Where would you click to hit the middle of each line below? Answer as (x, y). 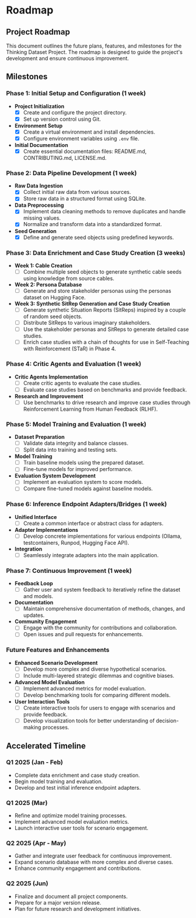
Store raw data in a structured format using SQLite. (85, 199)
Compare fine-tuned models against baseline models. (88, 489)
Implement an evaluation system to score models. (83, 482)
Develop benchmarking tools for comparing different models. (97, 695)
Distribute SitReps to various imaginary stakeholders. (87, 323)
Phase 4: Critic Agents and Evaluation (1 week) (74, 364)
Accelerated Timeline (46, 745)
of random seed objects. (53, 316)
